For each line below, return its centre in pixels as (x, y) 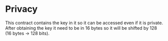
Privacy (21, 9)
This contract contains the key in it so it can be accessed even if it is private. (84, 23)
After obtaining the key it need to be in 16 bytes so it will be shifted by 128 (81, 28)
